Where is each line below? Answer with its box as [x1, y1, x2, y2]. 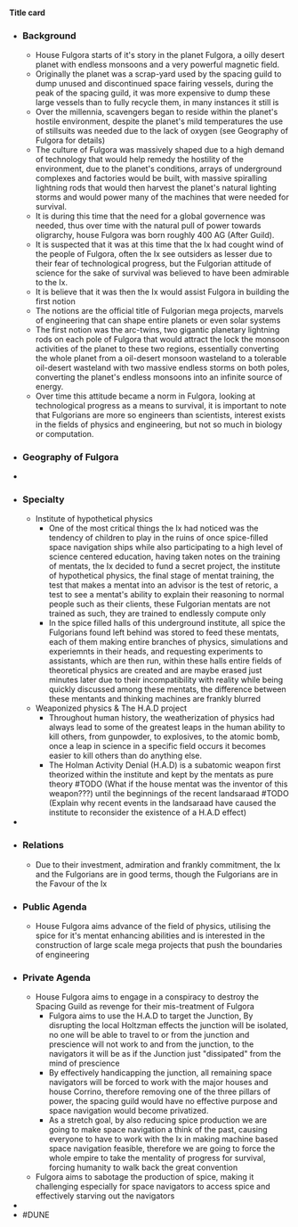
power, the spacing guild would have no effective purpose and [48, 1096, 278, 1107]
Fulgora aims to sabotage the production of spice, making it [35, 1172, 254, 1182]
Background [21, 29, 77, 42]
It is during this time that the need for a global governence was [35, 210, 266, 221]
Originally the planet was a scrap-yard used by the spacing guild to [35, 68, 282, 79]
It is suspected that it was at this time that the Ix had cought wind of [35, 239, 285, 250]
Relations [21, 839, 64, 852]
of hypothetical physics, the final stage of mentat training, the [48, 571, 275, 581]
